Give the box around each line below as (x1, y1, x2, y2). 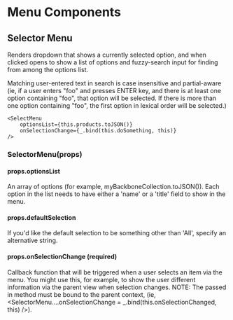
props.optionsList (7, 167, 61, 175)
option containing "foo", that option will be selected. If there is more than (7, 94, 217, 102)
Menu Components (7, 4, 121, 20)
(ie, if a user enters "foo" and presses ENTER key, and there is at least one (7, 87, 222, 95)
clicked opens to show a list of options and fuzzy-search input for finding (7, 58, 218, 67)
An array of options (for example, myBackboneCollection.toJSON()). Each (7, 183, 220, 191)
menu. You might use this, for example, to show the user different (7, 275, 196, 284)
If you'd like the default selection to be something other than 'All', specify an (7, 229, 226, 237)
